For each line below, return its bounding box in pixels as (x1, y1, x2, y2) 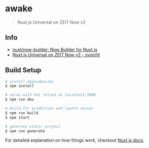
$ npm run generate (5, 128, 45, 133)
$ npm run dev (5, 97, 35, 102)
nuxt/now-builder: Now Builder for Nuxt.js (12, 46, 98, 52)
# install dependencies (5, 79, 54, 84)
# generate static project (5, 124, 61, 129)
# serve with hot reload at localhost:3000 (5, 92, 96, 97)
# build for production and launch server (5, 106, 94, 111)
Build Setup (5, 66, 41, 74)
